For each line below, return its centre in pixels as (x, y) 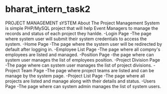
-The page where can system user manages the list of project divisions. (79, 65)
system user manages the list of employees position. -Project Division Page (83, 60)
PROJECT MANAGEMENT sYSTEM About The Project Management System (83, 23)
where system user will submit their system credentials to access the (76, 39)
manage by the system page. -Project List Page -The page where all (75, 76)
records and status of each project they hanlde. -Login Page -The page (78, 33)
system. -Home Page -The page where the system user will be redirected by (84, 44)
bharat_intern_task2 (48, 9)
